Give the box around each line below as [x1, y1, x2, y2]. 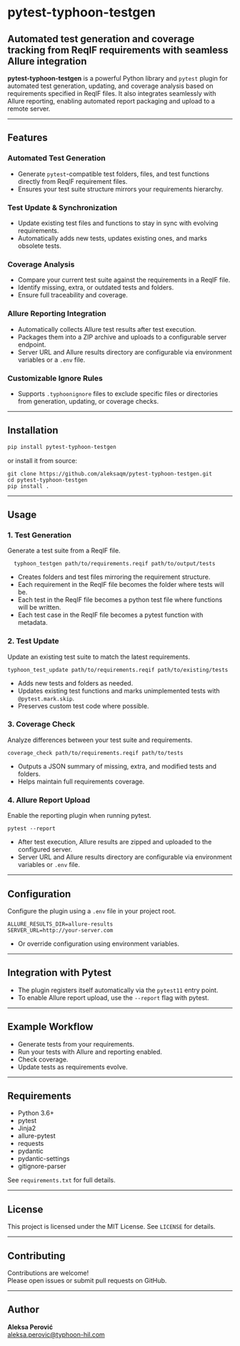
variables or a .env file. [17, 355, 86, 364]
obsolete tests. [17, 241, 62, 250]
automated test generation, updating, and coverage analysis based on [7, 81, 214, 90]
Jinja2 [17, 1124, 36, 1133]
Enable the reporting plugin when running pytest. [7, 811, 151, 820]
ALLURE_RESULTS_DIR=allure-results [7, 920, 114, 928]
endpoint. [17, 340, 46, 349]
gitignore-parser [17, 1162, 66, 1171]
